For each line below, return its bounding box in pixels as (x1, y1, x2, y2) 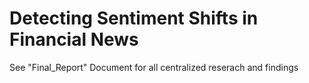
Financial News (9, 28, 139, 51)
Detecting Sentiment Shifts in (9, 7, 259, 30)
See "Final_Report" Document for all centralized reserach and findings (9, 61, 299, 73)
